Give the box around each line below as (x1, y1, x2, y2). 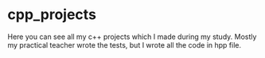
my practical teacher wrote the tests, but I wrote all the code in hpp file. (7, 40, 242, 49)
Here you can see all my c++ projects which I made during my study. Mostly (7, 32, 257, 41)
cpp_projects (7, 6, 97, 24)
